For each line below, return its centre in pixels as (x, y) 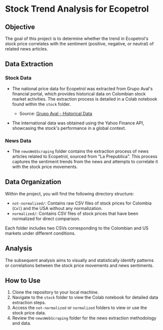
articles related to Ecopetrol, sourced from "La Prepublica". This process (85, 156)
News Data (18, 140)
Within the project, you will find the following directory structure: (70, 193)
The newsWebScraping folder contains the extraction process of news (80, 151)
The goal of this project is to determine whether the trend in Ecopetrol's (77, 38)
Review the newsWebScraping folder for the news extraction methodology (84, 318)
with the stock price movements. (45, 167)
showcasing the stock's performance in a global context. (69, 128)
